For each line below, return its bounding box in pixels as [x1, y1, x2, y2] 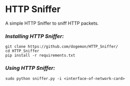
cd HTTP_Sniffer [5, 49, 39, 54]
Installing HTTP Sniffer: [5, 33, 64, 40]
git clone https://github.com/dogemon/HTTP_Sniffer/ [5, 44, 118, 49]
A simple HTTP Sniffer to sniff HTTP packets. [5, 20, 99, 26]
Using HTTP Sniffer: [5, 64, 55, 71]
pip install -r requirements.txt [5, 53, 76, 58]
